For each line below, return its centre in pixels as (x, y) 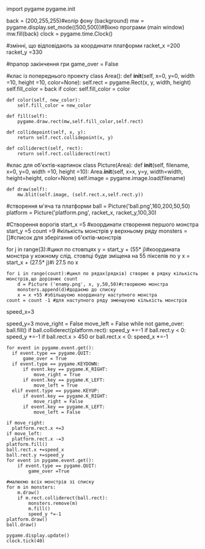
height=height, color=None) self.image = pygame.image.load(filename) (96, 178)
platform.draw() (27, 520)
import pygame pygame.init (41, 9)
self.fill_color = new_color (54, 105)
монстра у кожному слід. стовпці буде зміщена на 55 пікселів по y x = (98, 256)
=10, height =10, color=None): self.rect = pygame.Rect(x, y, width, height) (99, 82)
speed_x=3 (20, 312)
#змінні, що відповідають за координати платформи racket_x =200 (93, 46)
